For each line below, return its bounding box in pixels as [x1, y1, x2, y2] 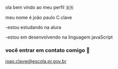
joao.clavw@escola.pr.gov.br [5, 58, 67, 64]
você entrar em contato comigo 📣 [5, 47, 90, 54]
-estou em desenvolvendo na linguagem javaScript [5, 34, 113, 40]
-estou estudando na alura [5, 24, 62, 30]
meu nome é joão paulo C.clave [5, 15, 72, 20]
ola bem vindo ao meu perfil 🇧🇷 [5, 5, 74, 10]
